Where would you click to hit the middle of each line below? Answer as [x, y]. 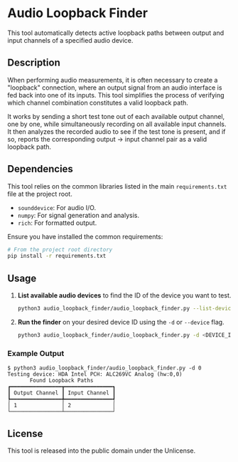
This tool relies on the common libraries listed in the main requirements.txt [117, 186]
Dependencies [40, 169]
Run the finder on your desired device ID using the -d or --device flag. [121, 322]
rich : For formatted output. [57, 223]
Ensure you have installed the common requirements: [85, 236]
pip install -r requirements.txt [57, 256]
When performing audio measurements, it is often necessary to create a [113, 80]
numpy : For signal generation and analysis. [79, 215]
